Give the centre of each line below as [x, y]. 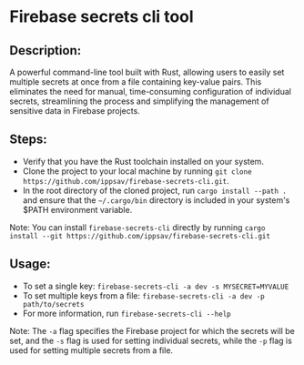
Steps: [28, 140]
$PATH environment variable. [77, 209]
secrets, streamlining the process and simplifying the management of [140, 101]
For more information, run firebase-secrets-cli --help [127, 313]
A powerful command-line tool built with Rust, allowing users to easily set [147, 72]
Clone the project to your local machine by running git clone [137, 171]
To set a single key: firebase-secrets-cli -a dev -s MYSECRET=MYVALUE [156, 286]
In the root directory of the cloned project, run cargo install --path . [154, 190]
